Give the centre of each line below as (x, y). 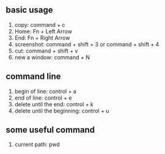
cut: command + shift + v (46, 51)
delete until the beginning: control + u (62, 111)
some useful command (50, 130)
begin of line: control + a (46, 91)
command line (34, 77)
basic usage (29, 10)
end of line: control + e (43, 98)
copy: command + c (40, 24)
